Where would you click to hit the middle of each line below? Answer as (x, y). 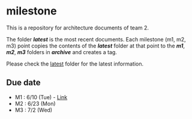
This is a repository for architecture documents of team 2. (77, 28)
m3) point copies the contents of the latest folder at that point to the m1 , (95, 46)
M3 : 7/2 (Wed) (34, 110)
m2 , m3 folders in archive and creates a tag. (61, 52)
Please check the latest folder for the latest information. (75, 64)
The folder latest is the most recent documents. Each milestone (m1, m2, (96, 39)
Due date (23, 83)
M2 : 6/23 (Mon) (35, 103)
